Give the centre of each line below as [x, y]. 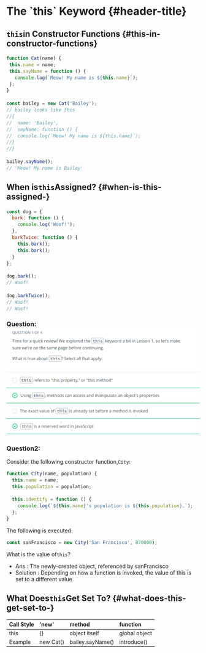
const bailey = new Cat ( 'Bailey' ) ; [52, 104]
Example [20, 642]
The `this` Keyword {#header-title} [97, 11]
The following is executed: [40, 530]
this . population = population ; [52, 486]
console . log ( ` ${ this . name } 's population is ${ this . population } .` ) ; [105, 506]
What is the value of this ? [38, 554]
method [80, 625]
